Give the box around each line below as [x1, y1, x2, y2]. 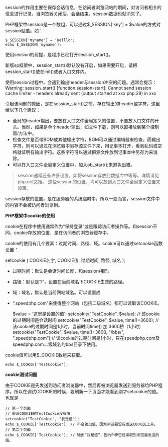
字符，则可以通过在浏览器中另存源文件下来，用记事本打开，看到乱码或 [12, 143, 158, 148]
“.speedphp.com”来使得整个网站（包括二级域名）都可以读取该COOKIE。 [12, 300, 162, 306]
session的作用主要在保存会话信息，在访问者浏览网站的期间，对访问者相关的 [5, 5, 162, 10]
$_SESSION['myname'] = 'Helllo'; [5, 38, 75, 43]
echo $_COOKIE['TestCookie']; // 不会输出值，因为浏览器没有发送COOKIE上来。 [5, 422, 158, 427]
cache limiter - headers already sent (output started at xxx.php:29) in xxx [5, 90, 156, 96]
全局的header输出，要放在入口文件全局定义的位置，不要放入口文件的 [12, 118, 155, 123]
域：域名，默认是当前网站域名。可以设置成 [12, 289, 101, 295]
